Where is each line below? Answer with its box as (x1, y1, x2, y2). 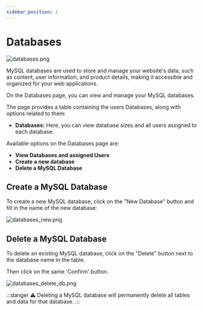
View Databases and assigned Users (15, 151, 110, 158)
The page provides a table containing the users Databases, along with (6, 103, 181, 110)
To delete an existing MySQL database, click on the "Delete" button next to (6, 250, 193, 257)
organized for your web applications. (6, 79, 98, 87)
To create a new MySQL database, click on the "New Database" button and (6, 198, 194, 205)
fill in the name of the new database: (6, 204, 98, 212)
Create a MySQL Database (6, 181, 108, 192)
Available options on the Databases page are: (6, 140, 119, 147)
